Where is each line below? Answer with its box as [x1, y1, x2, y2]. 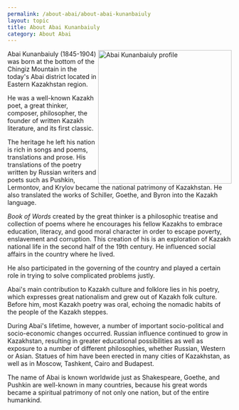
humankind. [7, 396, 42, 404]
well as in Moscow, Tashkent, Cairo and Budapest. [7, 359, 154, 368]
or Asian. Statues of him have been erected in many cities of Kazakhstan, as [7, 352, 230, 360]
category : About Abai [7, 30, 72, 38]
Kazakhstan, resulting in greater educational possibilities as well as [7, 337, 204, 345]
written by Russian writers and [7, 168, 97, 177]
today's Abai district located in [7, 73, 97, 81]
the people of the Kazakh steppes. [7, 307, 109, 317]
